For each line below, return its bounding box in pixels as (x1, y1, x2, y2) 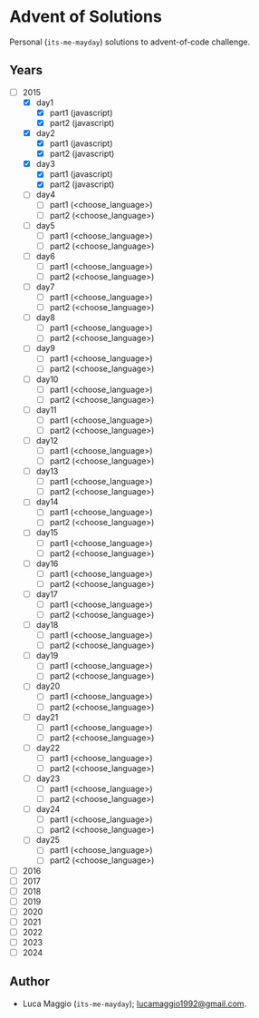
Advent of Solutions (9, 6, 163, 27)
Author (9, 974, 50, 990)
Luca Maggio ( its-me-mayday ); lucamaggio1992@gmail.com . (22, 998, 247, 1009)
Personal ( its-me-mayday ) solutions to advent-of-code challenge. (9, 36, 251, 47)
